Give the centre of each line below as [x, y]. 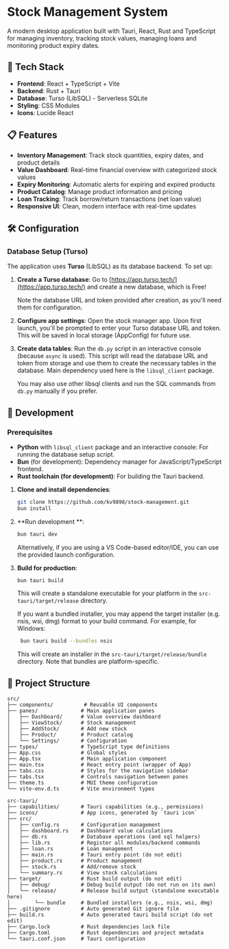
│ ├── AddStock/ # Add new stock [67, 729]
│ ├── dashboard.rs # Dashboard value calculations [90, 831]
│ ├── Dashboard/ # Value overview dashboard [84, 717]
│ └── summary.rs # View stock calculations [82, 873]
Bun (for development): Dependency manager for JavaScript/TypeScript [119, 461]
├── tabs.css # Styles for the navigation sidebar [98, 771]
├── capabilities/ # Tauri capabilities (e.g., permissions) [106, 807]
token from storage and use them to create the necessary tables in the [117, 363]
